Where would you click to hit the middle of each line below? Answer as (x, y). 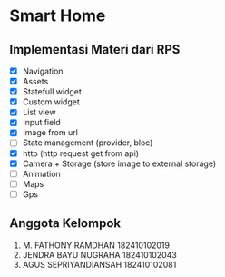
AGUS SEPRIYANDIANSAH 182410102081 (99, 264)
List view (39, 112)
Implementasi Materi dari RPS (95, 49)
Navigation (43, 71)
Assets (35, 82)
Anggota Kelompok (65, 223)
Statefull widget (52, 92)
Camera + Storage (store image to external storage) (119, 163)
